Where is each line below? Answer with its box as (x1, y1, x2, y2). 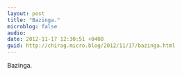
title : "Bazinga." (7, 17, 60, 23)
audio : (7, 29, 26, 37)
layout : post (7, 10, 45, 17)
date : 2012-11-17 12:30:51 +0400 (7, 36, 104, 43)
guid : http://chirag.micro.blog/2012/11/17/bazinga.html (7, 42, 176, 49)
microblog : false (7, 23, 58, 30)
